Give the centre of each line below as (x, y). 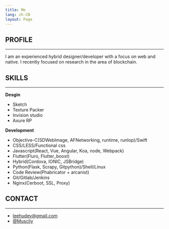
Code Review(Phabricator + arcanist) (51, 172)
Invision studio (27, 115)
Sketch (20, 104)
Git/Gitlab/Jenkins (31, 178)
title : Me (16, 10)
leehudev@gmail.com (35, 215)
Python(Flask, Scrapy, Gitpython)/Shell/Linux (59, 167)
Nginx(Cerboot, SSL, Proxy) (41, 183)
